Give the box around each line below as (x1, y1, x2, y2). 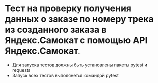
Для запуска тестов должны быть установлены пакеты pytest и (12, 62, 148, 68)
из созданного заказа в (5, 24, 107, 35)
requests (12, 67, 31, 73)
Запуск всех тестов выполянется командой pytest (12, 72, 119, 78)
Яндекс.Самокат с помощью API (5, 35, 148, 46)
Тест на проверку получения (5, 3, 132, 14)
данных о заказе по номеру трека (5, 13, 154, 25)
